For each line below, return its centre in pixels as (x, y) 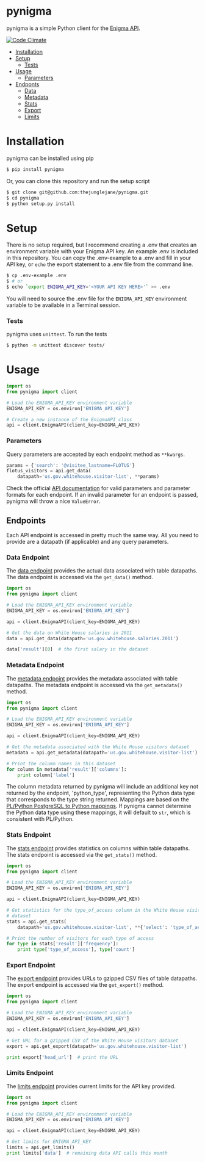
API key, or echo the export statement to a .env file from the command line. (100, 264)
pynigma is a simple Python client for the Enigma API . (73, 28)
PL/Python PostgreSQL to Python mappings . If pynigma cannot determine (99, 806)
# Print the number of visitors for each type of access (80, 938)
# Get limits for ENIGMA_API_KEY (49, 1142)
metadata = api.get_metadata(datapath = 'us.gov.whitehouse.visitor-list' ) (102, 752)
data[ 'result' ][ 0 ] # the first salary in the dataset (77, 649)
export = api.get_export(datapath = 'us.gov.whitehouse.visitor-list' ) (97, 1046)
